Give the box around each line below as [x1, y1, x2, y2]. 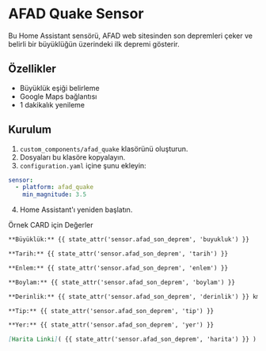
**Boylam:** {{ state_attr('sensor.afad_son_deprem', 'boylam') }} [8, 278, 236, 286]
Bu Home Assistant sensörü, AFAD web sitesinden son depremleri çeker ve [8, 31, 253, 40]
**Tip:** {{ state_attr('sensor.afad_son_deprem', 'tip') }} [8, 307, 215, 315]
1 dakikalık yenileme [19, 100, 85, 109]
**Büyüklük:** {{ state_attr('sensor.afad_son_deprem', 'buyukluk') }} [8, 236, 249, 243]
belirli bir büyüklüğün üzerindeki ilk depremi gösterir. [8, 39, 180, 48]
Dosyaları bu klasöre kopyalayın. [19, 152, 126, 162]
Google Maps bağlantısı [19, 92, 97, 101]
